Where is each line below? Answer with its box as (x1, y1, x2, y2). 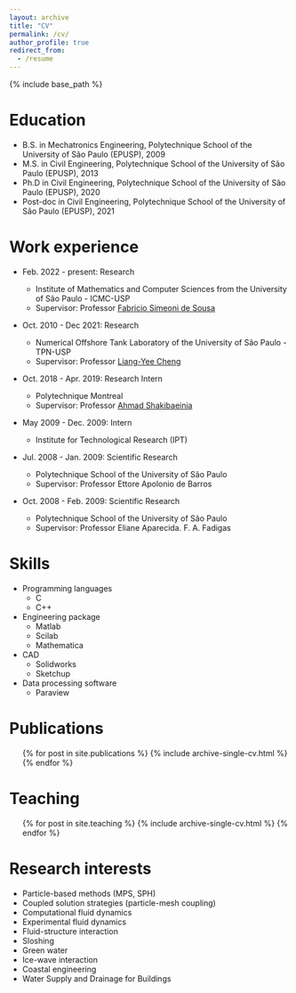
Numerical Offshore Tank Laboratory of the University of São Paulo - (35, 337, 287, 347)
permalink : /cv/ (9, 29, 69, 38)
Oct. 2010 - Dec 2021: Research (21, 320, 140, 330)
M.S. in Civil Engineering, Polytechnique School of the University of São (21, 158, 285, 169)
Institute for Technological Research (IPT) (35, 434, 188, 445)
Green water (21, 945, 68, 956)
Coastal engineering (21, 964, 97, 974)
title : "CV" (9, 21, 53, 30)
